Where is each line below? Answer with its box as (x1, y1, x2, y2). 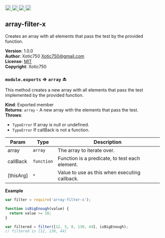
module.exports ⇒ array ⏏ (5, 76, 67, 83)
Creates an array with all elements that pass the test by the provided (5, 33, 143, 39)
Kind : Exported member (5, 102, 54, 108)
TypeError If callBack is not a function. (12, 127, 90, 133)
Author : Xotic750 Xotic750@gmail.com (5, 53, 84, 59)
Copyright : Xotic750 (5, 63, 47, 69)
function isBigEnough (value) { (5, 206, 69, 211)
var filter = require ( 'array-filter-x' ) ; (5, 197, 91, 203)
